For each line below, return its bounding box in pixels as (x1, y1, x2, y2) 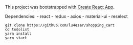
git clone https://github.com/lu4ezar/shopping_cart (5, 23, 115, 28)
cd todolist (5, 27, 29, 32)
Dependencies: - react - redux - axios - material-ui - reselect (5, 14, 128, 19)
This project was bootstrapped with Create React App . (5, 4, 115, 10)
